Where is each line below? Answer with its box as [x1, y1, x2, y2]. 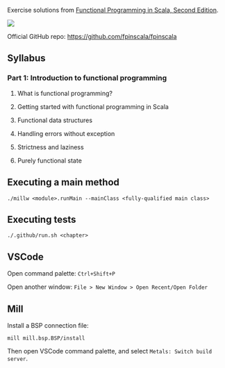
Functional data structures [17, 116, 92, 124]
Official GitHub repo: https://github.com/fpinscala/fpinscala [7, 33, 177, 40]
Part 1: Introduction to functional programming [7, 73, 167, 83]
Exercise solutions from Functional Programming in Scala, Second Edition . [7, 6, 219, 14]
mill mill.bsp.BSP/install [7, 335, 85, 342]
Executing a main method [7, 176, 120, 188]
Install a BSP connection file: [7, 321, 89, 329]
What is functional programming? [17, 89, 113, 97]
